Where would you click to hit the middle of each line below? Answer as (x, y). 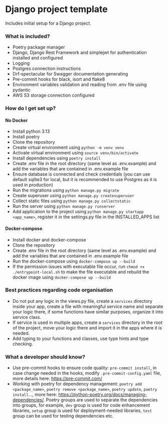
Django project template (56, 9)
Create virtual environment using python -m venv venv (68, 147)
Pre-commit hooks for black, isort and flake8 (59, 79)
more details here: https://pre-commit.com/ (57, 379)
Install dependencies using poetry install (57, 158)
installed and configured (38, 58)
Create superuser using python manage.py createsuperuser (73, 196)
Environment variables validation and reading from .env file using (79, 84)
